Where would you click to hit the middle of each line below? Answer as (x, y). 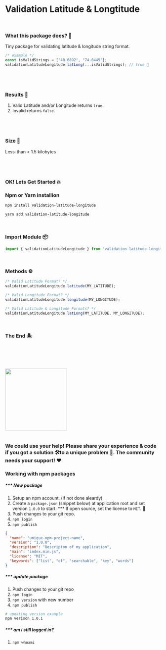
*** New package (24, 485)
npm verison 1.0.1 (24, 619)
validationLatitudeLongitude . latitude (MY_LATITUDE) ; (61, 286)
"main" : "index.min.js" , (35, 552)
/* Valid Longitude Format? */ (37, 295)
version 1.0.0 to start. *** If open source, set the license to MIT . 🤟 (79, 509)
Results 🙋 (17, 94)
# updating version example (34, 614)
